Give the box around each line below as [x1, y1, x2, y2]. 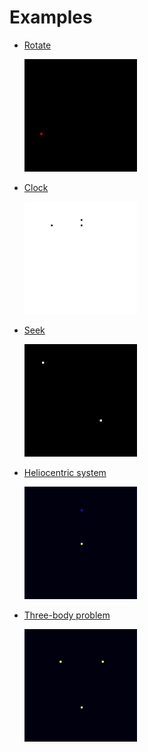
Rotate [23, 39, 52, 51]
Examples [9, 6, 93, 29]
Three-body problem [23, 609, 111, 621]
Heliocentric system [23, 466, 107, 478]
